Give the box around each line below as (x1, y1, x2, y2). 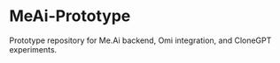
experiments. (9, 44, 58, 54)
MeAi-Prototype (9, 6, 131, 26)
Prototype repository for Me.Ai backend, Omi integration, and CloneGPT (9, 35, 272, 45)
